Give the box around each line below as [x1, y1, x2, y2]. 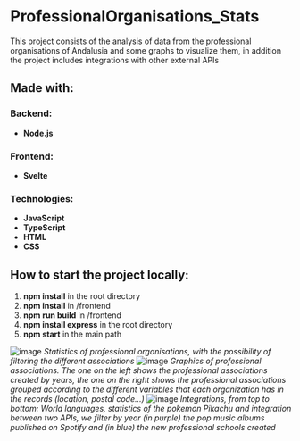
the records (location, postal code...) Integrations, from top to [10, 394, 271, 404]
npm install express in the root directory [22, 320, 173, 330]
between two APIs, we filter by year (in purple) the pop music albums [10, 412, 265, 423]
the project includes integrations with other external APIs [10, 54, 220, 65]
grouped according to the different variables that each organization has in [10, 384, 285, 395]
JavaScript [22, 212, 65, 224]
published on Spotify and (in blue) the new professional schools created [10, 422, 276, 433]
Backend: [10, 107, 53, 120]
